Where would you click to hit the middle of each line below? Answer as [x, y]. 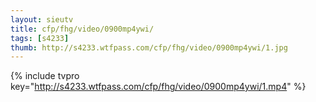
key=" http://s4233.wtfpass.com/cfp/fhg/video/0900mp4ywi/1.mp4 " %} [158, 87]
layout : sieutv [42, 19]
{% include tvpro [45, 76]
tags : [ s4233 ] [40, 38]
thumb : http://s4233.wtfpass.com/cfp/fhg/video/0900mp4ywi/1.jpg [149, 47]
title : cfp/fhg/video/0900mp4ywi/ [82, 29]
